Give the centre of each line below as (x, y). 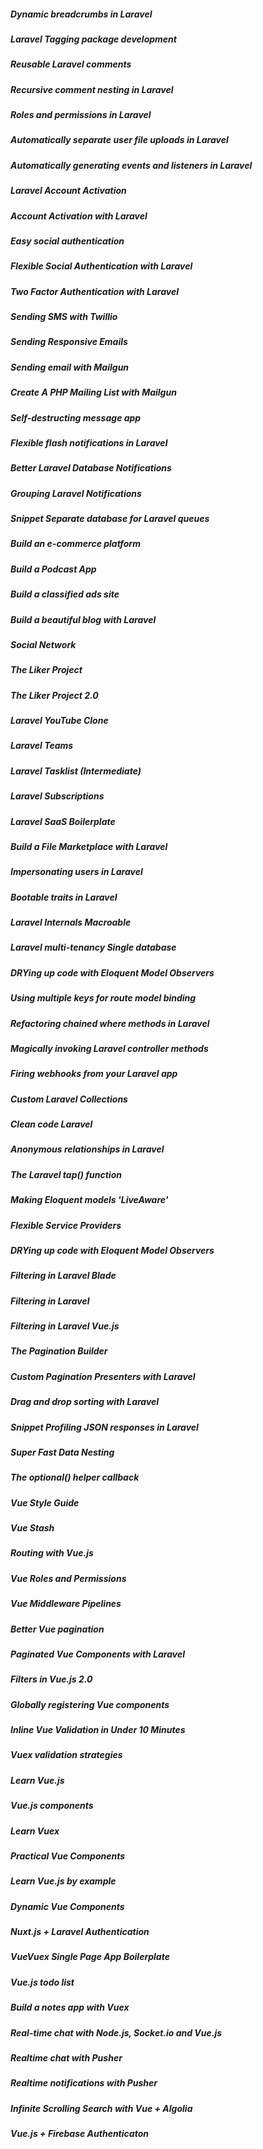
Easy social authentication (67, 241)
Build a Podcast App (53, 569)
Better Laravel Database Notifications (91, 468)
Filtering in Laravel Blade (63, 1276)
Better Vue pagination (57, 1629)
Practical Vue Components (68, 1856)
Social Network (43, 644)
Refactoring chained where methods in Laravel (110, 1023)
